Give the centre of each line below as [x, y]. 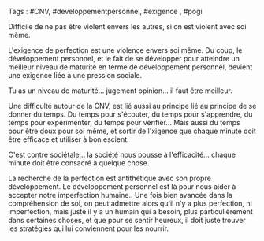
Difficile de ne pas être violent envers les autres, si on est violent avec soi [127, 26]
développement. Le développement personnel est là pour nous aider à [122, 187]
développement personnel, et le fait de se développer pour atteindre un [124, 59]
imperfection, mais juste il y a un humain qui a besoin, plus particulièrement [131, 211]
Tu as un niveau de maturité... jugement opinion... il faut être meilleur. [120, 91]
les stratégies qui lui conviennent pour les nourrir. [89, 228]
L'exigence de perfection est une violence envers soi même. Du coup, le [125, 50]
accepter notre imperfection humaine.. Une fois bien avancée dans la [120, 195]
